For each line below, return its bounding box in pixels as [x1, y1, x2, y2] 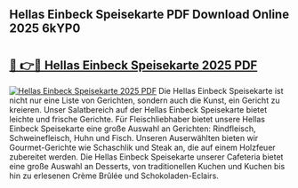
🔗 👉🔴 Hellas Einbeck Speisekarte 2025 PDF [9, 58, 258, 73]
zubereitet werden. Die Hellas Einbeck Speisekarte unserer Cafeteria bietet [9, 152, 284, 162]
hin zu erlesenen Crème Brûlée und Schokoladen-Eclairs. [9, 170, 220, 181]
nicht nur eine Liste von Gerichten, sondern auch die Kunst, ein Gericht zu [9, 95, 280, 106]
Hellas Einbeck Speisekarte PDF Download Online [9, 7, 290, 22]
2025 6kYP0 [9, 21, 81, 36]
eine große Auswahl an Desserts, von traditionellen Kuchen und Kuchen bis [9, 161, 286, 171]
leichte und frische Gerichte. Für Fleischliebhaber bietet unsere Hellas [9, 114, 265, 124]
